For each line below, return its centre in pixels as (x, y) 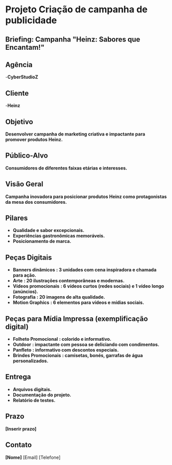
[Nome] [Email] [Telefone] (33, 457)
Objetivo (19, 122)
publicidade (31, 20)
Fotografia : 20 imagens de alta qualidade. (59, 297)
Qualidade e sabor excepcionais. (49, 230)
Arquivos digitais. (32, 389)
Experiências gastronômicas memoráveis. (59, 236)
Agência (19, 64)
